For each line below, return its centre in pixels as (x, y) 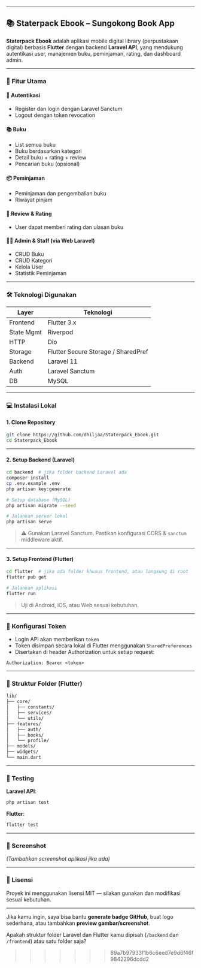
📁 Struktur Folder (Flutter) (44, 684)
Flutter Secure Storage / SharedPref (98, 352)
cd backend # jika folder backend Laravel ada (67, 472)
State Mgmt (25, 332)
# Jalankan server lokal (37, 516)
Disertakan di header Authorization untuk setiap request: (85, 652)
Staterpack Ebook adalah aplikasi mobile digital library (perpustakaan (92, 41)
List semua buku (35, 145)
